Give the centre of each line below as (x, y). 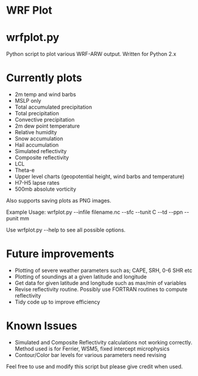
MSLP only (28, 101)
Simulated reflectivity (41, 151)
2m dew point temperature (47, 126)
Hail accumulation (37, 145)
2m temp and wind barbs (45, 94)
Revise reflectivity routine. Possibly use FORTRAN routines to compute (101, 289)
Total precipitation (37, 113)
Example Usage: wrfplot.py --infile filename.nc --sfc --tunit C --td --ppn (95, 212)
